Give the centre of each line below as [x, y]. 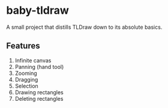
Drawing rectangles [39, 92]
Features [23, 46]
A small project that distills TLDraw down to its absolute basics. [84, 27]
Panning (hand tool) [39, 67]
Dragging [26, 79]
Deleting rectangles [39, 98]
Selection [27, 86]
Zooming [26, 73]
